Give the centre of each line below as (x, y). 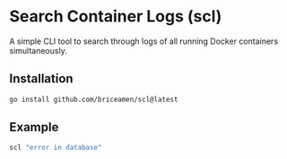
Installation (41, 79)
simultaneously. (38, 50)
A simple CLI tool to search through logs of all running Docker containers (144, 41)
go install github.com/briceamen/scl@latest (94, 99)
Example (34, 127)
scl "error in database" (56, 148)
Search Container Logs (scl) (116, 17)
